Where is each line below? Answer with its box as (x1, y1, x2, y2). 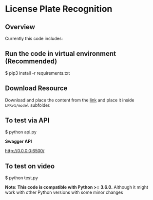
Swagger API (5, 138, 32, 144)
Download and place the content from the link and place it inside (5, 97, 134, 103)
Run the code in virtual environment (5, 50, 116, 58)
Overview (5, 23, 36, 31)
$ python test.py (5, 175, 38, 181)
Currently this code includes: (5, 35, 63, 41)
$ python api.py (5, 129, 37, 135)
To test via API (5, 117, 50, 125)
